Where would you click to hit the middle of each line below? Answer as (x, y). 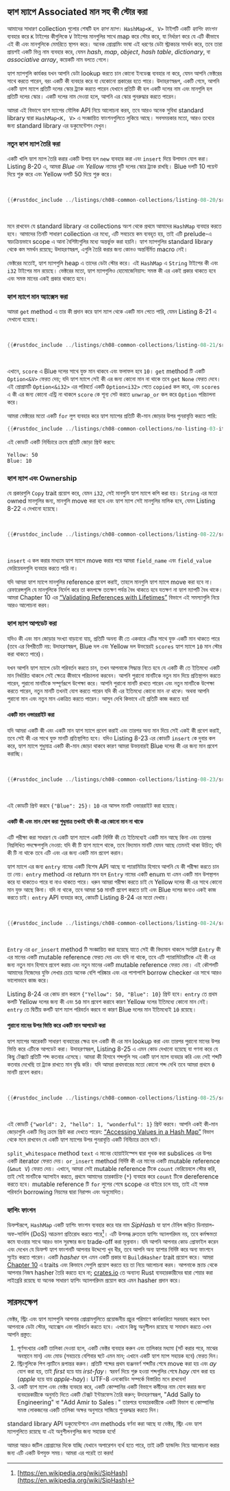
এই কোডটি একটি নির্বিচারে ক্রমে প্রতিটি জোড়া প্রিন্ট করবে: (61, 442)
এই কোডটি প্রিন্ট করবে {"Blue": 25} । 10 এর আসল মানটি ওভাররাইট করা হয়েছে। (93, 805)
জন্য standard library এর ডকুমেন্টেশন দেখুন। (57, 125)
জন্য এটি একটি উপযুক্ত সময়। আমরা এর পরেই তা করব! (61, 1453)
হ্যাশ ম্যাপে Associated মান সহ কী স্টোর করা (77, 12)
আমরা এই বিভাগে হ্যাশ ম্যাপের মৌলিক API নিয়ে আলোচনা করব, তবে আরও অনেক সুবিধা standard (105, 110)
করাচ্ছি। (15, 753)
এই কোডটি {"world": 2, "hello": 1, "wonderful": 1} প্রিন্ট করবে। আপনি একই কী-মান (112, 1124)
